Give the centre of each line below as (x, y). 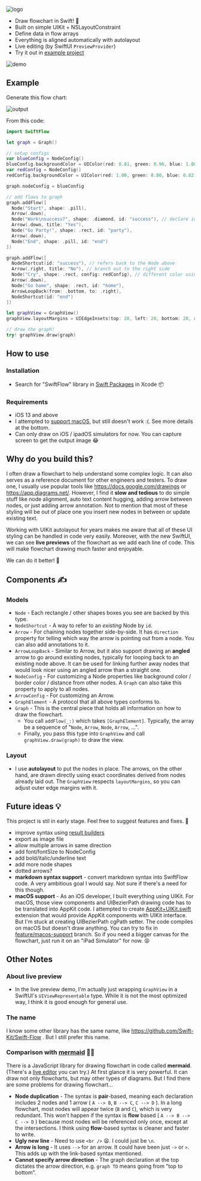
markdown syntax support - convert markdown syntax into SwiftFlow (101, 877)
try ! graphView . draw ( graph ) (41, 335)
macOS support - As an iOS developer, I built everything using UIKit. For (104, 896)
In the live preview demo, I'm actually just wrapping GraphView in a (96, 990)
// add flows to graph (34, 197)
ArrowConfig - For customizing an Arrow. (65, 695)
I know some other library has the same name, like (68, 1031)
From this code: (25, 120)
